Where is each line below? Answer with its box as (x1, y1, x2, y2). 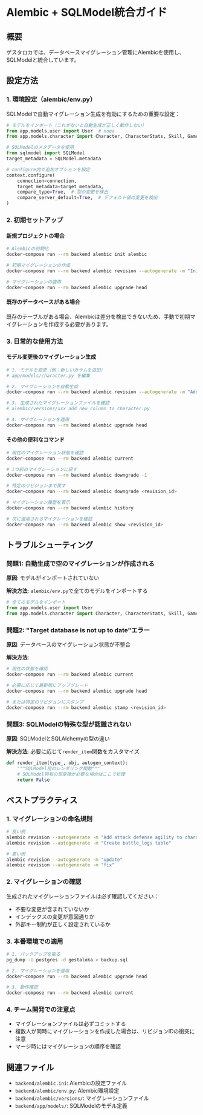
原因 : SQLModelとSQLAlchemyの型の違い (6, 734, 110, 742)
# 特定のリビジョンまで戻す (6, 483, 66, 489)
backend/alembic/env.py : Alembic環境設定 (14, 1087, 120, 1094)
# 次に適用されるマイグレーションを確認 (6, 515, 92, 522)
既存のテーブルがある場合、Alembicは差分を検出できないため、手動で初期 (6, 313, 190, 320)
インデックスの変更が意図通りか (14, 913, 95, 920)
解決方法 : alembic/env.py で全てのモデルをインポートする (6, 587, 148, 595)
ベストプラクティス (6, 795, 78, 805)
